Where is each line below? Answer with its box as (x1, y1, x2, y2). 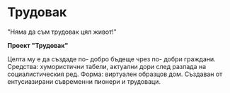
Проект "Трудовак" (7, 41, 69, 49)
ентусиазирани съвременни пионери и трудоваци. (7, 77, 161, 85)
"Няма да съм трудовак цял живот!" (7, 27, 117, 36)
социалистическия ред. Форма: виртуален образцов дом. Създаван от (7, 70, 223, 78)
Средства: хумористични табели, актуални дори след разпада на (7, 62, 207, 70)
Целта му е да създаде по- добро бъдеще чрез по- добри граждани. (7, 54, 216, 63)
